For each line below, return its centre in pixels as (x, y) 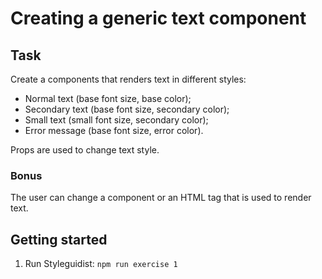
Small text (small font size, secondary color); (116, 120)
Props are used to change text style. (85, 150)
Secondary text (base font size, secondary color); (127, 109)
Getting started (59, 239)
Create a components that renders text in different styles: (128, 79)
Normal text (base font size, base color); (108, 98)
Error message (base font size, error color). (114, 130)
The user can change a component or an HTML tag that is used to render (161, 198)
